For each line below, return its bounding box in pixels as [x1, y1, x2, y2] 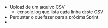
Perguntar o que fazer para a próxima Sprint [9, 14, 99, 19]
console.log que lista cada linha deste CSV [17, 9, 104, 15]
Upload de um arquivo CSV [9, 4, 65, 9]
